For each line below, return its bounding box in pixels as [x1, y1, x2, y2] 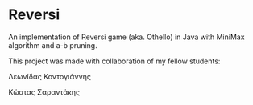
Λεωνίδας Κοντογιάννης [8, 71, 91, 81]
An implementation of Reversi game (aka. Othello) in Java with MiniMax [8, 32, 245, 42]
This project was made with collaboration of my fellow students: [8, 56, 221, 66]
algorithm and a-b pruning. [8, 40, 98, 50]
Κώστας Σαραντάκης [8, 87, 81, 97]
